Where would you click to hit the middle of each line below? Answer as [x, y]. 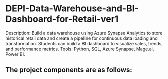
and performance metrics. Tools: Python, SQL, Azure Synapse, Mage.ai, [80, 49]
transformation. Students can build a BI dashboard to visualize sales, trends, [84, 43]
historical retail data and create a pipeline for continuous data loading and [82, 38]
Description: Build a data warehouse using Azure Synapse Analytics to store [84, 33]
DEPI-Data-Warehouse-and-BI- [72, 9]
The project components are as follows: [69, 70]
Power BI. [15, 54]
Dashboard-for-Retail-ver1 [62, 19]
